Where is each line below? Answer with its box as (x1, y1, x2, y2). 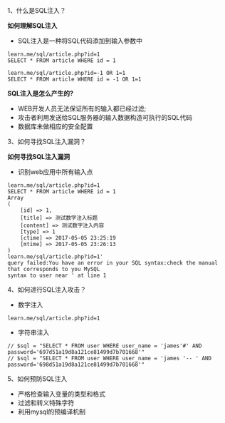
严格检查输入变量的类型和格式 (17, 389, 105, 398)
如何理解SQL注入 (7, 21, 58, 30)
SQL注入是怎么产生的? (7, 89, 73, 98)
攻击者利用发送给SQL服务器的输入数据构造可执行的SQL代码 (17, 113, 193, 121)
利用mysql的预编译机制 (17, 407, 86, 416)
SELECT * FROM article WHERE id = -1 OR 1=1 (7, 76, 142, 83)
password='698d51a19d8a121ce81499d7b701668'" (7, 361, 145, 368)
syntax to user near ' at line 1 (7, 272, 107, 279)
